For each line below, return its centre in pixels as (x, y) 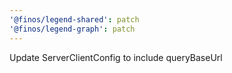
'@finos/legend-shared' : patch (74, 19)
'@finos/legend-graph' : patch (72, 29)
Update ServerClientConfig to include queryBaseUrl (116, 57)
